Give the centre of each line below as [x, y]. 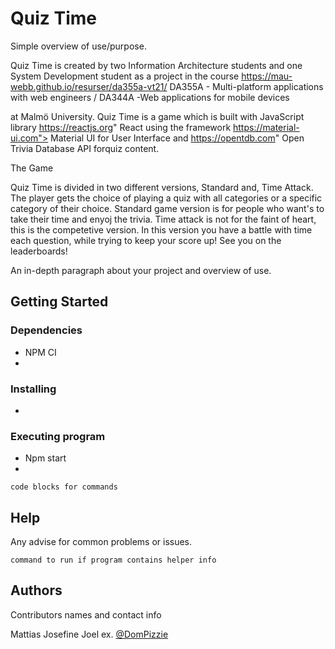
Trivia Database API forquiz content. [85, 148]
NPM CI [40, 352]
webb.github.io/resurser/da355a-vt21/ [89, 86]
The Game [32, 168]
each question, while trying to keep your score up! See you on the [146, 240]
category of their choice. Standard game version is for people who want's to [167, 208]
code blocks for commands [64, 487]
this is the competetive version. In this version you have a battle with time [161, 229]
